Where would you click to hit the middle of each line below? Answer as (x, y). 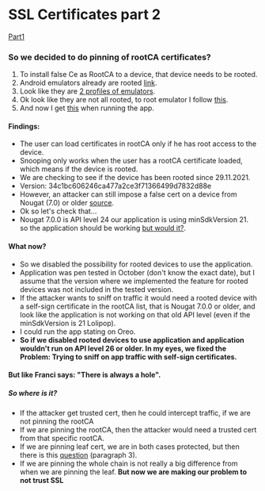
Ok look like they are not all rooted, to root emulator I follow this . (124, 100)
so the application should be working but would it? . (103, 228)
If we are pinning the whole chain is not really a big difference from (129, 464)
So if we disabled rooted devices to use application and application (132, 339)
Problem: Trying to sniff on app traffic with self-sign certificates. (128, 357)
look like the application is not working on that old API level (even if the (135, 314)
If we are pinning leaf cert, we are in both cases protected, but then (129, 447)
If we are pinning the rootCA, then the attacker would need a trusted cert (138, 430)
